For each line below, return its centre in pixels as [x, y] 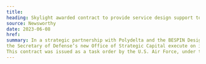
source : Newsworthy [31, 23]
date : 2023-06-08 [29, 29]
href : [13, 35]
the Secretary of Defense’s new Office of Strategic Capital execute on [101, 46]
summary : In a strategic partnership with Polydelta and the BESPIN [96, 40]
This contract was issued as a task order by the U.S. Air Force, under [101, 52]
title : [15, 12]
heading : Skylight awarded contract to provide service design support [100, 18]
